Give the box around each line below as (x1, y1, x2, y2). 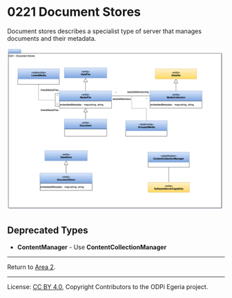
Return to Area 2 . (7, 263, 56, 271)
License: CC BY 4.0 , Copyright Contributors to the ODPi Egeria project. (7, 282, 209, 290)
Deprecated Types (7, 225, 88, 237)
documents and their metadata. (7, 34, 97, 42)
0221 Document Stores (7, 4, 142, 20)
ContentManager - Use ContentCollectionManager (17, 243, 167, 251)
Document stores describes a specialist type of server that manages (7, 27, 202, 35)
